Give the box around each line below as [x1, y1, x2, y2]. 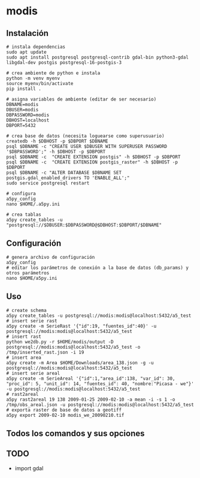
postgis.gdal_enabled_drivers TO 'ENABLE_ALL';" [6, 175, 130, 181]
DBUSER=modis [6, 107, 39, 113]
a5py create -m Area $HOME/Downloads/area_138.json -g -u [6, 359, 154, 366]
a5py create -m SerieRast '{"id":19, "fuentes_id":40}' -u [6, 323, 157, 329]
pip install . [6, 86, 42, 92]
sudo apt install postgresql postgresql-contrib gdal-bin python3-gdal [6, 55, 189, 60]
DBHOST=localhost [6, 117, 50, 123]
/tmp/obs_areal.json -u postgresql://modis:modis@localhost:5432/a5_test [6, 401, 195, 408]
